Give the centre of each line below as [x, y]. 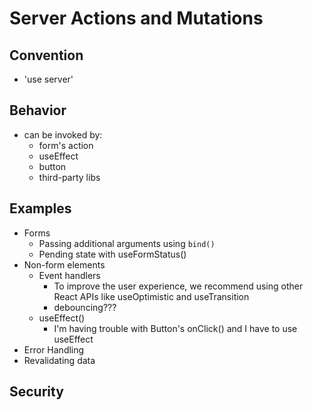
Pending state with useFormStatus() [112, 254]
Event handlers [69, 275]
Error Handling [54, 349]
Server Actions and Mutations [136, 18]
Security [36, 392]
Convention [46, 55]
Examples [40, 208]
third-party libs [69, 177]
